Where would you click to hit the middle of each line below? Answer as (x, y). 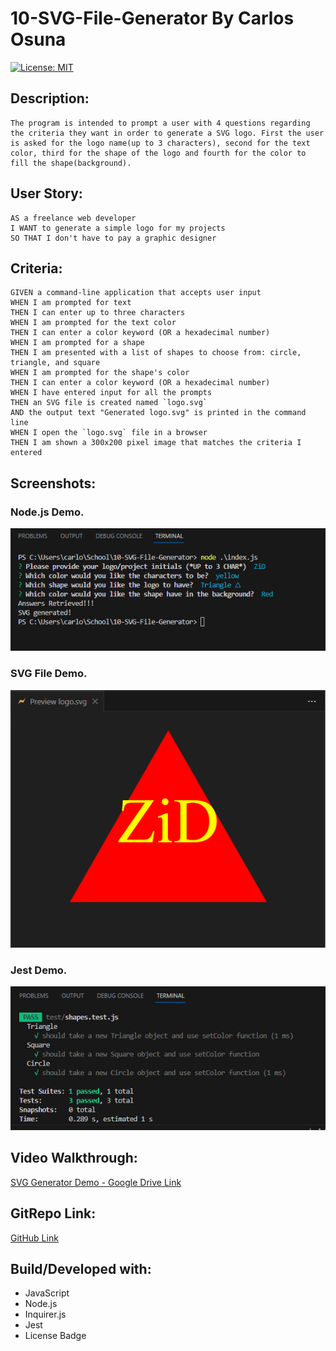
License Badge (55, 1336)
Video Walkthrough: (74, 1158)
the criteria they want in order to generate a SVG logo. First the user (167, 133)
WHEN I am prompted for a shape (77, 343)
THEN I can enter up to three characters (98, 313)
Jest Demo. (39, 970)
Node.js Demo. (47, 512)
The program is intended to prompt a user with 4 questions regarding (160, 123)
